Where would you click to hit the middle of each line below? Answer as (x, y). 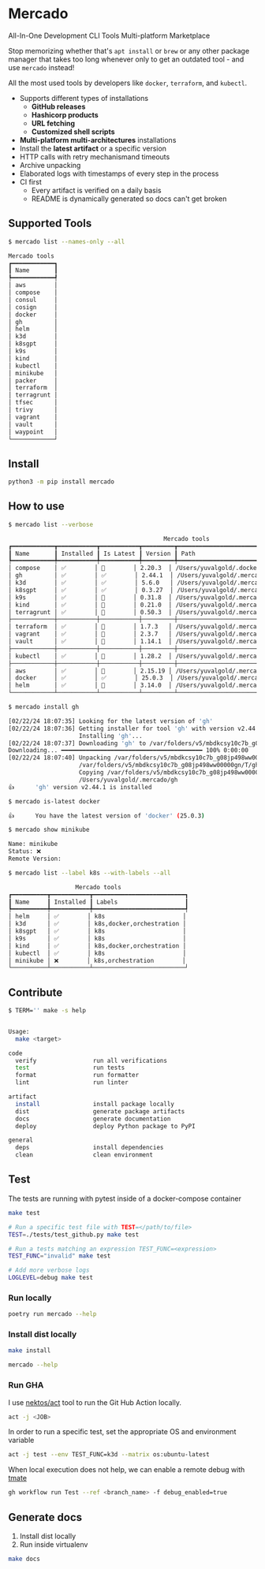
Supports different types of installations (84, 98)
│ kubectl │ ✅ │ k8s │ (97, 953)
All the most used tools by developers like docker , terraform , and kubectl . (128, 83)
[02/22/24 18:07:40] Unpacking (60, 758)
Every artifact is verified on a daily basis (96, 190)
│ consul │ (33, 300)
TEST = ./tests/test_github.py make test (74, 1235)
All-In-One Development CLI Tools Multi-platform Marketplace (109, 35)
